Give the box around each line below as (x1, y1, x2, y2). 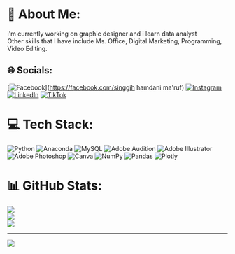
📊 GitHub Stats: (7, 178, 103, 193)
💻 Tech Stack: (7, 116, 94, 132)
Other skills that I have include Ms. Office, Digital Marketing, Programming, (7, 36, 222, 45)
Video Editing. (7, 44, 48, 52)
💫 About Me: (7, 6, 81, 22)
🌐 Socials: (7, 64, 53, 76)
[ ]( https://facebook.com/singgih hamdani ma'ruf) (7, 83, 185, 92)
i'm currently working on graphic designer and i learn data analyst (7, 29, 197, 38)
